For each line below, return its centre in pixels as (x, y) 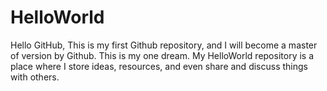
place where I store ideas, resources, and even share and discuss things (159, 66)
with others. (35, 77)
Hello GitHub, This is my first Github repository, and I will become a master (164, 45)
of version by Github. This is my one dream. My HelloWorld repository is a (162, 55)
